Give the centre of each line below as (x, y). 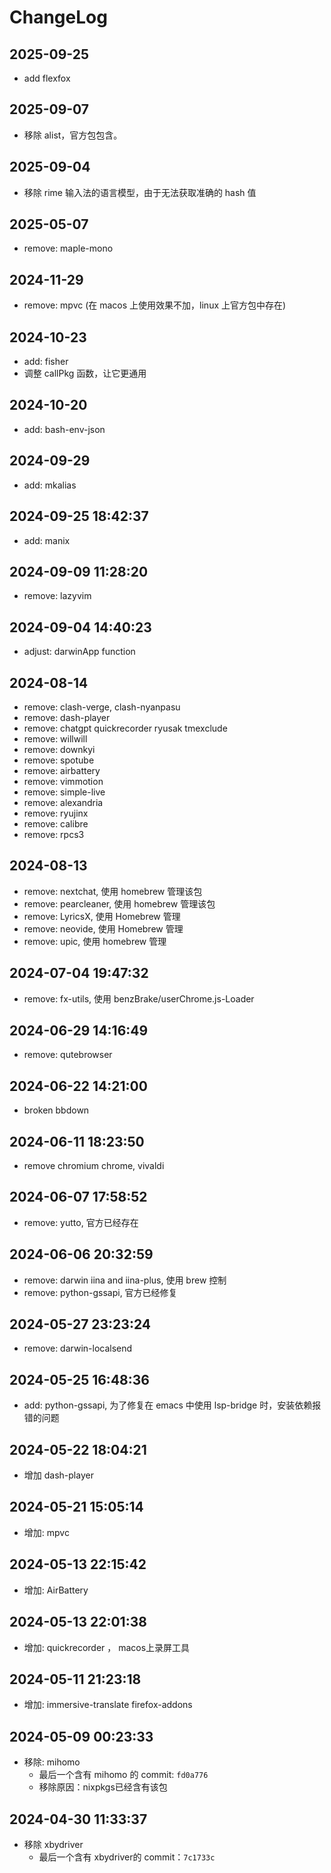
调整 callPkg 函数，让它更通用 (85, 373)
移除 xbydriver (53, 1844)
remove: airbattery (62, 770)
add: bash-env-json (64, 429)
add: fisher (46, 362)
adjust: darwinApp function (79, 652)
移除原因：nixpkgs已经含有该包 (103, 1787)
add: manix (47, 540)
